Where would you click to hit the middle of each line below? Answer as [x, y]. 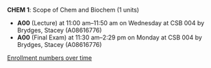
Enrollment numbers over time [50, 58]
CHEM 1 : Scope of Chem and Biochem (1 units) [73, 10]
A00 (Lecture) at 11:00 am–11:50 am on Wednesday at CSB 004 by [111, 23]
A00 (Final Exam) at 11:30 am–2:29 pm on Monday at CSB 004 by [109, 37]
